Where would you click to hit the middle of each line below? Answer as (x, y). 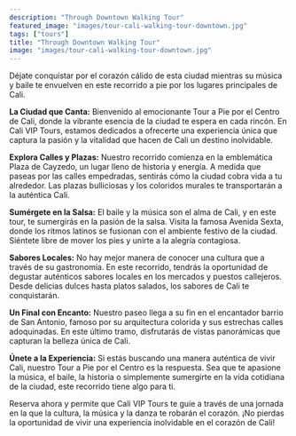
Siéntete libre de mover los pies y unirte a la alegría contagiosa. (125, 241)
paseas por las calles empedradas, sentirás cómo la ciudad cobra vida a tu (146, 176)
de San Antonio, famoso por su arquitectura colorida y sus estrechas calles (146, 322)
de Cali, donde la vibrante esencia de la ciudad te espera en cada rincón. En (148, 122)
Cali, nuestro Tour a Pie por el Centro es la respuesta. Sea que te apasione (145, 368)
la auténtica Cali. (40, 195)
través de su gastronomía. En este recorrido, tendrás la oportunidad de (139, 267)
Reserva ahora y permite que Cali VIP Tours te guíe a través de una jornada (146, 404)
